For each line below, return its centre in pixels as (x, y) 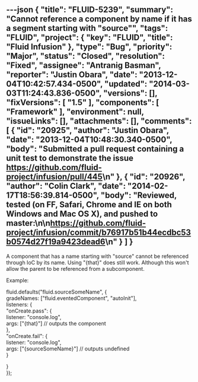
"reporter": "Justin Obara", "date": (72, 75)
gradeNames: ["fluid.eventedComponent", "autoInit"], (71, 298)
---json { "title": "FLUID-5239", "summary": (90, 10)
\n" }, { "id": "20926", (144, 177)
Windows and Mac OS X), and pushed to (82, 214)
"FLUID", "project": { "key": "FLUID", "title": (90, 38)
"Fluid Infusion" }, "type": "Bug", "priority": (89, 47)
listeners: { (19, 304)
